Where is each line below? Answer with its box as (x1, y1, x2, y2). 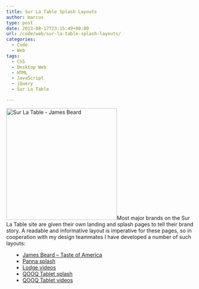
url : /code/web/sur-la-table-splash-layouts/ (6, 31, 121, 37)
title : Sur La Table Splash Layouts (6, 8, 97, 15)
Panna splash (22, 257, 55, 265)
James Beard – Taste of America (22, 251, 102, 258)
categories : (6, 36, 36, 42)
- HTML (11, 70, 28, 76)
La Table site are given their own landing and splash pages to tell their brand (6, 220, 194, 228)
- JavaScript (11, 75, 44, 81)
